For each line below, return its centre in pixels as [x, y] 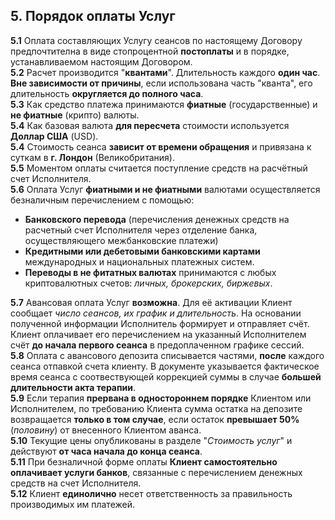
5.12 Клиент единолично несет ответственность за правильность [151, 493]
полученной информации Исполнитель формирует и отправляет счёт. [160, 323]
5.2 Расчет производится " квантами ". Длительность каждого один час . [165, 72]
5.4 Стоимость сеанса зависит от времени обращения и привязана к [161, 146]
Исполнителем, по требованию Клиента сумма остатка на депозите [156, 408]
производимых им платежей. [73, 504]
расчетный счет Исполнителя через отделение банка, [141, 230]
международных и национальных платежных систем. [139, 261]
